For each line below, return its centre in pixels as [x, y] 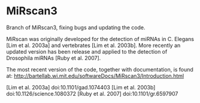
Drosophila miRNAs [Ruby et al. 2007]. [54, 58]
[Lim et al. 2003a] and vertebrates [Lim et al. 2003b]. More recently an [93, 45]
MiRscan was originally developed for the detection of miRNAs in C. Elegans [100, 39]
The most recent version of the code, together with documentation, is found [100, 69]
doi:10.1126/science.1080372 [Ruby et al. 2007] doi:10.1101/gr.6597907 [92, 93]
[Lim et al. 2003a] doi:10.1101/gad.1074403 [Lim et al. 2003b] [81, 87]
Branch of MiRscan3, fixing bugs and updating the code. [76, 27]
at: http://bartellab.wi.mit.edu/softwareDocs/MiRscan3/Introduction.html [95, 76]
